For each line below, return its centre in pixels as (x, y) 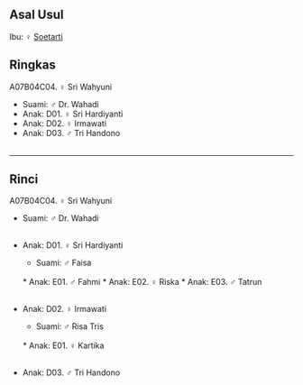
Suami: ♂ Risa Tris (69, 326)
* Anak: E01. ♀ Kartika (63, 345)
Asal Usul (37, 15)
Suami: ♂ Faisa (64, 263)
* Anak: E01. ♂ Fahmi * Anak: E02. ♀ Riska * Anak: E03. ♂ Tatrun (142, 282)
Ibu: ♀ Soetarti (36, 36)
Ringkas (32, 65)
